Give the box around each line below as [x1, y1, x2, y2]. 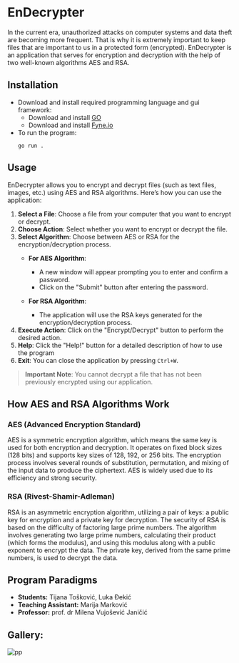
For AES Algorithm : [28, 254, 87, 262]
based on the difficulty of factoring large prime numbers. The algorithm [7, 523, 218, 532]
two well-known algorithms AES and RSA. [7, 58, 130, 66]
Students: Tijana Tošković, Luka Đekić [17, 593, 132, 602]
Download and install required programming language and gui [17, 98, 200, 106]
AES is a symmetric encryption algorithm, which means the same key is [7, 436, 218, 444]
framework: [17, 105, 52, 114]
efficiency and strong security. [7, 474, 98, 482]
